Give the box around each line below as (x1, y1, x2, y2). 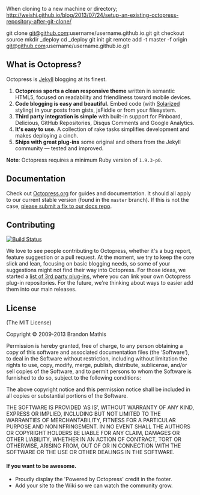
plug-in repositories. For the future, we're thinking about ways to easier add (6, 279, 193, 287)
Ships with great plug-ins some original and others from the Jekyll (14, 138, 181, 145)
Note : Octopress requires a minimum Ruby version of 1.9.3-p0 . (6, 156, 163, 163)
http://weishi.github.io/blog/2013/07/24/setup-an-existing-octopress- (6, 11, 179, 19)
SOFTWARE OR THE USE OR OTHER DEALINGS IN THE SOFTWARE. (6, 449, 175, 456)
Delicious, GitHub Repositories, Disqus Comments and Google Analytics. (14, 119, 195, 126)
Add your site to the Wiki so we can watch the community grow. (14, 482, 173, 489)
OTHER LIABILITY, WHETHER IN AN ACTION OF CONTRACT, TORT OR (6, 436, 181, 443)
